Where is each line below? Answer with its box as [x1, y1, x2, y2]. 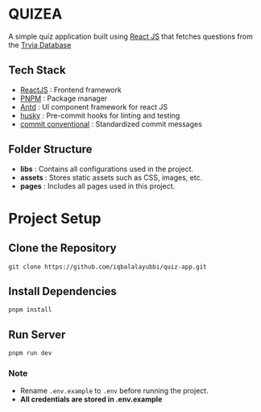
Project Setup [8, 209, 102, 227]
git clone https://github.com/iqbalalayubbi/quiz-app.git [8, 263, 207, 271]
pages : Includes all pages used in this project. [19, 181, 176, 190]
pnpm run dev [8, 349, 52, 357]
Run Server [8, 327, 66, 341]
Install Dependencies [8, 284, 117, 298]
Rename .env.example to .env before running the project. [19, 386, 209, 396]
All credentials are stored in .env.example [19, 394, 163, 404]
